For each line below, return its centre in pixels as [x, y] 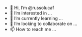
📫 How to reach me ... [33, 29]
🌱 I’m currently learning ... [36, 18]
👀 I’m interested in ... [31, 13]
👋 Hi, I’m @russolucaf [32, 8]
